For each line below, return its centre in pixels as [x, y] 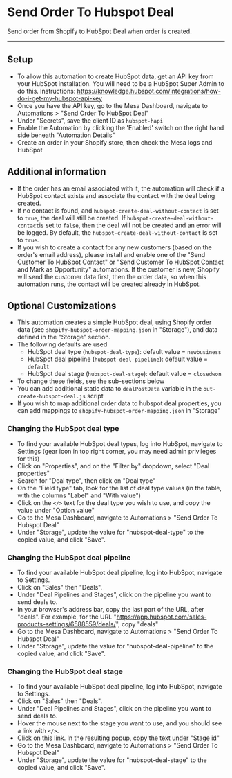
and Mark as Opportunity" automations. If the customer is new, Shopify [118, 269]
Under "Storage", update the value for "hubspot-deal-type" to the [110, 532]
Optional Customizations [62, 306]
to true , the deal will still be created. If [71, 218]
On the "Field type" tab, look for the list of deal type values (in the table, [119, 488]
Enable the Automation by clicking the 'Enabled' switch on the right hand [120, 127]
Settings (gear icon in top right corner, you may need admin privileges [117, 451]
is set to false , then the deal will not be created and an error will [130, 225]
